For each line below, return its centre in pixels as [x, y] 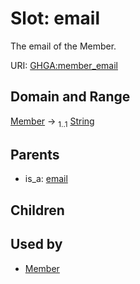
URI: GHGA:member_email [64, 65]
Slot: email [55, 18]
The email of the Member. [63, 46]
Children [37, 210]
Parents [35, 154]
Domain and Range [70, 97]
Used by [36, 244]
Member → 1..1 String [52, 122]
